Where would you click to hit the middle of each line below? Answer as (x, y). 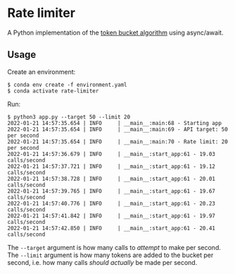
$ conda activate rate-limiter (53, 91)
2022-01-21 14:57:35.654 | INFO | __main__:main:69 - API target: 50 (118, 129)
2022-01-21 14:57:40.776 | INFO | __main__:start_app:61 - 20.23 (112, 203)
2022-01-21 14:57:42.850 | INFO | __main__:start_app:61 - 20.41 (112, 228)
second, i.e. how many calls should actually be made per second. (102, 262)
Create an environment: (42, 71)
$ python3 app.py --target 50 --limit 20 (69, 117)
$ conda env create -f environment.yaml (68, 85)
